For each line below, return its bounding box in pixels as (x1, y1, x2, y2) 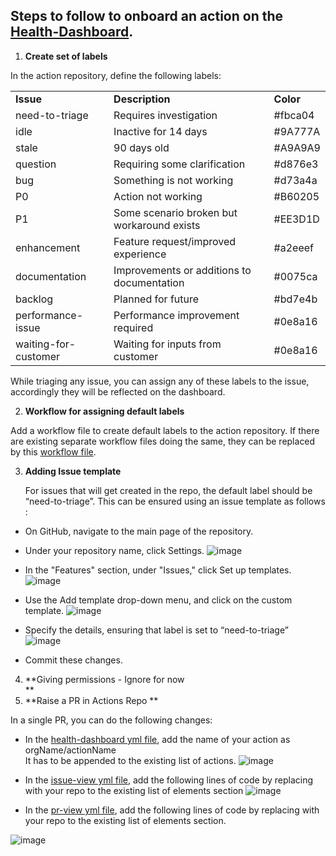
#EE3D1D (273, 212, 320, 226)
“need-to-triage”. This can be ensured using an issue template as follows (24, 495, 326, 507)
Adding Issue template (24, 465, 122, 477)
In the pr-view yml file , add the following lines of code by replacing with (24, 804, 320, 816)
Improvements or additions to (113, 263, 252, 277)
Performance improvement (113, 308, 240, 322)
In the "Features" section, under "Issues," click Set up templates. (24, 564, 292, 576)
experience (113, 247, 167, 261)
